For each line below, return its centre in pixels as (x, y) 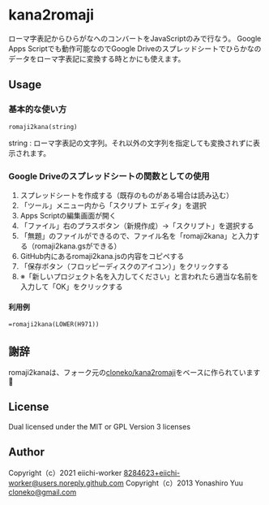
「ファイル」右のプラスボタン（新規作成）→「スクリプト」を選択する (137, 226)
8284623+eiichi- (152, 473)
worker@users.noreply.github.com (66, 483)
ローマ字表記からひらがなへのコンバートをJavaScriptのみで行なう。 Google (135, 38)
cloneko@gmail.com (43, 492)
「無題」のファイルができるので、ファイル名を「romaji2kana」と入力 (136, 235)
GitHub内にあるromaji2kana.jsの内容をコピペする (102, 256)
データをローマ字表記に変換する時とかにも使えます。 (97, 58)
